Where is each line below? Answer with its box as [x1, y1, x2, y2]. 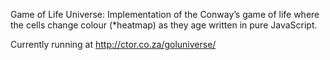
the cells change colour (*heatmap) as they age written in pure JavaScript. [10, 19, 318, 31]
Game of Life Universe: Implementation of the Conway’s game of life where [10, 9, 320, 20]
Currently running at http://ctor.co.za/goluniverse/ [10, 39, 217, 50]
